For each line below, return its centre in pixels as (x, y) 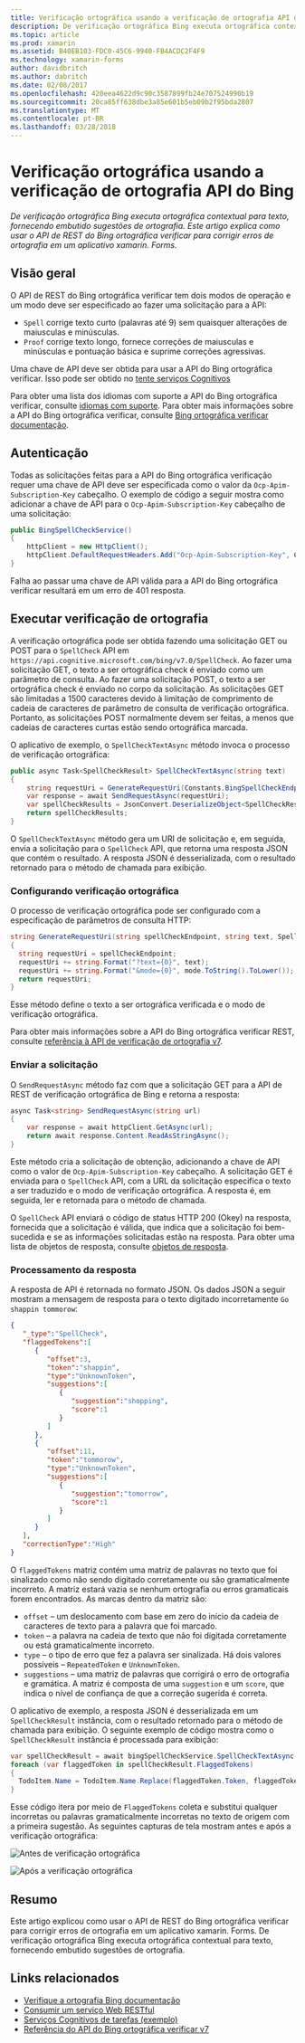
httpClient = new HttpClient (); (87, 547)
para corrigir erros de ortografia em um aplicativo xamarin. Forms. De (140, 1930)
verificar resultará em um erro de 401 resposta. (98, 590)
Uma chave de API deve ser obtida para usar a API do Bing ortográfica (142, 368)
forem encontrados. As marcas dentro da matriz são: (109, 1599)
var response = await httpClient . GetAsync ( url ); (120, 1127)
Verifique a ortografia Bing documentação (102, 2000)
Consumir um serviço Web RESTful (89, 2010)
